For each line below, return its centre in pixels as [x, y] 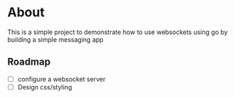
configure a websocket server [61, 79]
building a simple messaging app [56, 39]
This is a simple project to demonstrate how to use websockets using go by [118, 32]
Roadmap [29, 62]
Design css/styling [45, 87]
